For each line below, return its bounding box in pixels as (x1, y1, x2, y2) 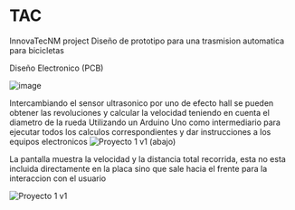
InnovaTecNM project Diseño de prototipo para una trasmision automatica (9, 35, 285, 46)
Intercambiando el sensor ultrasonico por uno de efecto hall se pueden (9, 97, 274, 109)
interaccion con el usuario (9, 173, 107, 184)
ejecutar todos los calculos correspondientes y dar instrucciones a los (9, 126, 271, 137)
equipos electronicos (9, 136, 88, 147)
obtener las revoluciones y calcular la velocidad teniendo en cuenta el (9, 107, 270, 118)
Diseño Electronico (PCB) (9, 62, 104, 73)
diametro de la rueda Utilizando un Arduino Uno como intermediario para (9, 117, 281, 128)
